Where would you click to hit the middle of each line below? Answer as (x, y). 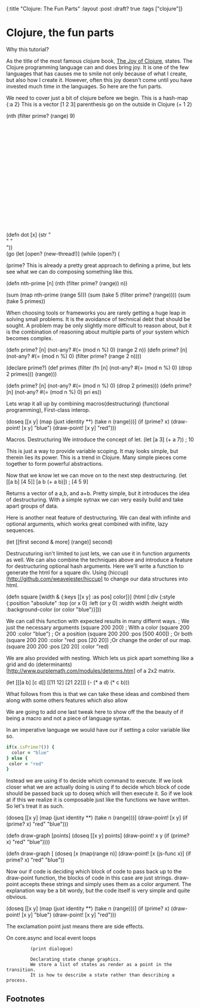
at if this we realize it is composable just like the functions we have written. (98, 800)
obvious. (17, 897)
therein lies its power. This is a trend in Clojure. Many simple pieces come (96, 457)
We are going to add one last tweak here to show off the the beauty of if (95, 711)
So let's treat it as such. (35, 806)
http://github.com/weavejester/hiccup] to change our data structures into (98, 579)
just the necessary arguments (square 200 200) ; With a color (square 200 (98, 627)
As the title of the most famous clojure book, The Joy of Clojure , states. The (99, 61)
